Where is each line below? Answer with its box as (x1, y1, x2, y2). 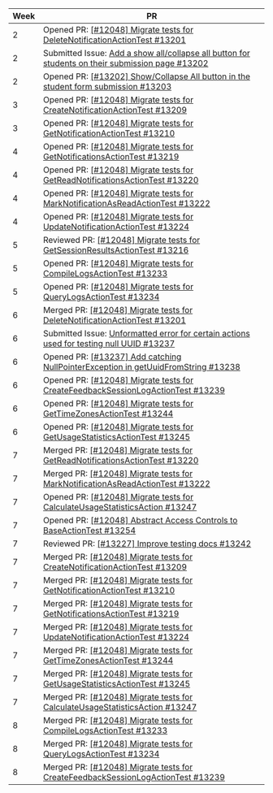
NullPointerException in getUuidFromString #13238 (43, 362, 241, 372)
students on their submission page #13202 (43, 58, 209, 68)
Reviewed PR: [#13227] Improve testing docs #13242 (43, 538, 252, 549)
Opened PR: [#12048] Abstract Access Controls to (43, 515, 238, 526)
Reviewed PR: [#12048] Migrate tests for (43, 235, 201, 245)
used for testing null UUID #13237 (43, 338, 175, 349)
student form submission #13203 (43, 81, 172, 92)
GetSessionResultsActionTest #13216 (43, 245, 189, 255)
